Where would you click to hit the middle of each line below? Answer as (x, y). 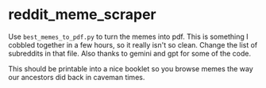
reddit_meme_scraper (82, 15)
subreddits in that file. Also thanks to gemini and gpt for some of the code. (130, 53)
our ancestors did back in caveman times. (77, 77)
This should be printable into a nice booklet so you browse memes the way (131, 68)
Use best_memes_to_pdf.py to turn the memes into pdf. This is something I (128, 36)
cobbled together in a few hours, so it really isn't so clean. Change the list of (133, 44)
